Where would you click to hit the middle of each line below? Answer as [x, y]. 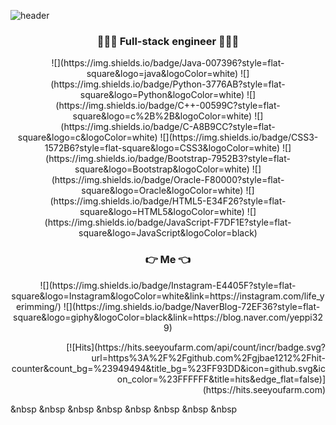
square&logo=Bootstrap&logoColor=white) [162, 169]
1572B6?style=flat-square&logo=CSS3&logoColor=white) [162, 148]
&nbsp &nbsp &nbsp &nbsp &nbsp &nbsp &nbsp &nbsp [124, 409]
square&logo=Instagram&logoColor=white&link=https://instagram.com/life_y [168, 296]
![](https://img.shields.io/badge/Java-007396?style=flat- [168, 63]
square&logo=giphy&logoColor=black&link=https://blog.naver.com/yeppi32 [168, 317]
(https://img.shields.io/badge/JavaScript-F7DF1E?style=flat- [168, 222]
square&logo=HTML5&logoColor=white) [162, 212]
